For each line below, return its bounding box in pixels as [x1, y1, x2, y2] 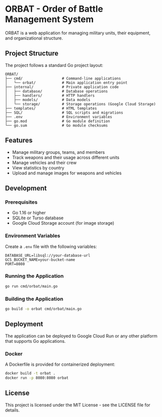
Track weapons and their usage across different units [12, 154, 120, 160]
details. [5, 407, 20, 413]
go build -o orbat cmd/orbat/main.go [5, 307, 82, 312]
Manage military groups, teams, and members [12, 149, 105, 155]
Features [5, 136, 33, 145]
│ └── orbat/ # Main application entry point [5, 80, 128, 85]
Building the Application [5, 295, 63, 302]
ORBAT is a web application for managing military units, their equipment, [5, 30, 151, 36]
